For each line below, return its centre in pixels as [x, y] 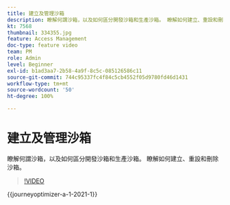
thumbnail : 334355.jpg [39, 33]
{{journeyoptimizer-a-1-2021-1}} [52, 194]
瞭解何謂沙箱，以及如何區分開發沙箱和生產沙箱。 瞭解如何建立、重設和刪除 [113, 158]
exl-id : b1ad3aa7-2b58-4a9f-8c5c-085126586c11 [75, 71]
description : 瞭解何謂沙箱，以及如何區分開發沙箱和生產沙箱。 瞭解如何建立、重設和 [113, 20]
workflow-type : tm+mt [38, 84]
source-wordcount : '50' [41, 90]
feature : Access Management [47, 39]
